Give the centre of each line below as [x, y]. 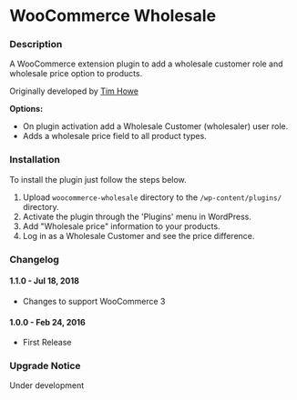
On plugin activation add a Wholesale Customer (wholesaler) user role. [155, 126]
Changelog [34, 259]
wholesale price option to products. [76, 74]
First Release [47, 343]
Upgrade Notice [45, 366]
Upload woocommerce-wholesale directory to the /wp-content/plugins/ [152, 197]
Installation [35, 160]
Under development [47, 385]
